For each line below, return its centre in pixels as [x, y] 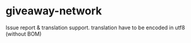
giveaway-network [54, 11]
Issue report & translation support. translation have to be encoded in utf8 [95, 27]
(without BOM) [24, 33]
